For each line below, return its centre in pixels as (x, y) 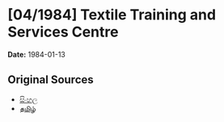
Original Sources (51, 80)
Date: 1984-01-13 (37, 54)
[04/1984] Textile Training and (112, 15)
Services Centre (63, 32)
